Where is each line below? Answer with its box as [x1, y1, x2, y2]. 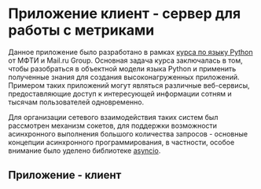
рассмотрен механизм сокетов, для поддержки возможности [8, 121, 218, 130]
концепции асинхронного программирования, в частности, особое [8, 137, 235, 147]
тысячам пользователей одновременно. [8, 97, 144, 107]
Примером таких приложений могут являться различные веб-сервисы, [8, 80, 250, 90]
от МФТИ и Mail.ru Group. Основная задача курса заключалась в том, [8, 56, 244, 65]
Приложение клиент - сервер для [8, 5, 241, 23]
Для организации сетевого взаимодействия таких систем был [8, 112, 219, 122]
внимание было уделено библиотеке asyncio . [8, 146, 161, 155]
